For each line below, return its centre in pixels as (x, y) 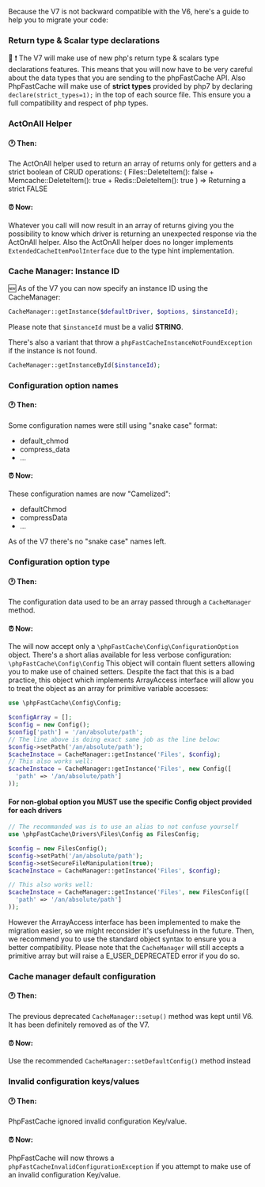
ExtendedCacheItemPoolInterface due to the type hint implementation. (121, 250)
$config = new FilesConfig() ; (58, 848)
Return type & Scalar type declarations (84, 40)
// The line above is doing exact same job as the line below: (115, 739)
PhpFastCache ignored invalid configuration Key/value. (98, 1121)
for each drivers (35, 810)
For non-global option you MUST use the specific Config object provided (130, 802)
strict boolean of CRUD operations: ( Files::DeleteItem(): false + (111, 172)
